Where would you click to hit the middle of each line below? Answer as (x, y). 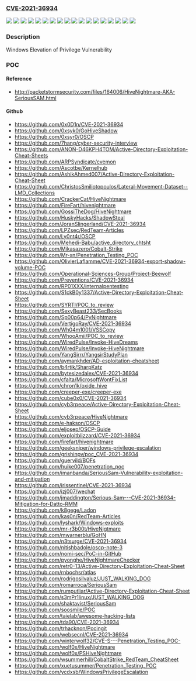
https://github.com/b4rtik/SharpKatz (58, 367)
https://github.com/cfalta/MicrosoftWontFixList (71, 379)
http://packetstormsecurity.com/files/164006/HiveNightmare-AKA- (95, 91)
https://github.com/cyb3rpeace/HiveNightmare (71, 416)
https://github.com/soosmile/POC (55, 610)
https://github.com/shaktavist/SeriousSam (65, 603)
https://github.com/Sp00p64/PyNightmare (65, 317)
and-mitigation (32, 479)
